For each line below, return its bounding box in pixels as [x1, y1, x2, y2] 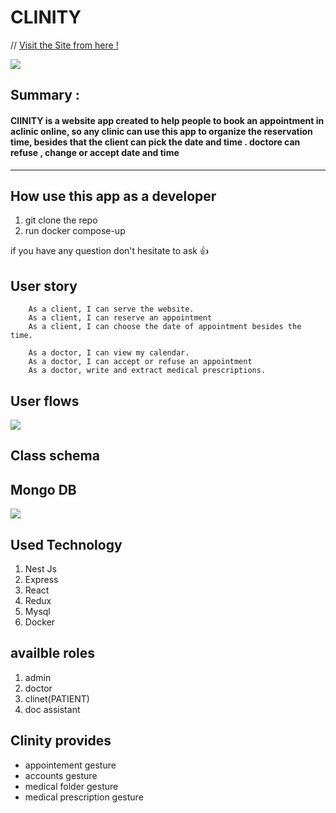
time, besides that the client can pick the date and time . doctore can [10, 136, 301, 148]
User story [10, 277, 78, 295]
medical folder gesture [24, 780, 119, 792]
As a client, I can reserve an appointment [28, 313, 213, 323]
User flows [10, 392, 80, 410]
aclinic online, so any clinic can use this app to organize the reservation [10, 125, 313, 137]
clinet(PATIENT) [24, 692, 90, 705]
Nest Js [24, 562, 57, 575]
